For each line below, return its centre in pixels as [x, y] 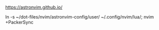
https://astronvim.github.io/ [34, 7]
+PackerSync [19, 22]
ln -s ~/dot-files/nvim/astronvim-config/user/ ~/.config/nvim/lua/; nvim [79, 17]
